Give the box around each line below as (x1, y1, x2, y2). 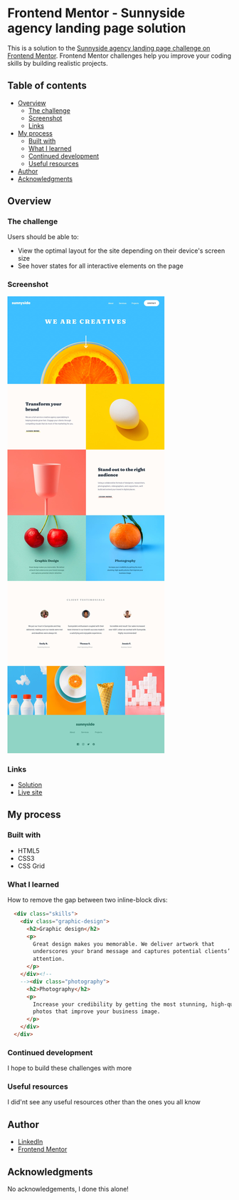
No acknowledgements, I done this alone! (7, 1185, 129, 1194)
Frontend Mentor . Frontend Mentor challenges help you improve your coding (7, 51, 232, 60)
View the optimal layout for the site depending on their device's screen (17, 246, 225, 255)
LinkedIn (17, 1137, 43, 1146)
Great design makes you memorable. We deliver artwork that (33, 940, 215, 947)
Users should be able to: (7, 233, 80, 241)
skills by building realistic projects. (7, 59, 108, 67)
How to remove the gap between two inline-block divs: (7, 896, 169, 904)
